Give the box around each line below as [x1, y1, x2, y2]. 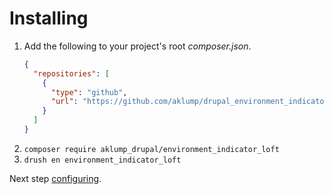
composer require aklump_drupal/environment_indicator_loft [23, 144, 280, 154]
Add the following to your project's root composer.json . [23, 40, 252, 52]
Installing [9, 7, 89, 30]
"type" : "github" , [50, 87, 128, 97]
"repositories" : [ [33, 68, 110, 79]
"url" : [50, 97, 79, 107]
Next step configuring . [9, 172, 102, 184]
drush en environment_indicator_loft [23, 155, 182, 165]
